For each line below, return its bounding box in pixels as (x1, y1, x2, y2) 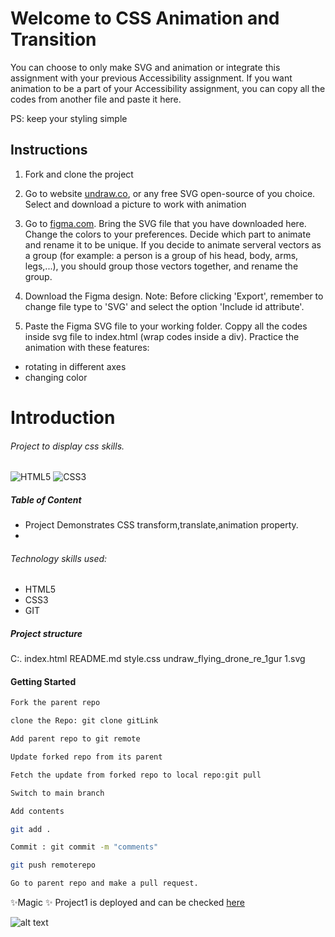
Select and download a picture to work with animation (24, 198, 247, 210)
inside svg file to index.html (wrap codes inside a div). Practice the (24, 330, 300, 342)
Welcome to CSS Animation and (10, 7, 280, 30)
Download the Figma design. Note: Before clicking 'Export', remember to (24, 290, 324, 302)
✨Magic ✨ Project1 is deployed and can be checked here (10, 897, 245, 909)
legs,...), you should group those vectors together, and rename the (24, 260, 299, 272)
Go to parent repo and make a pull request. (10, 878, 199, 889)
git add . (10, 824, 52, 834)
